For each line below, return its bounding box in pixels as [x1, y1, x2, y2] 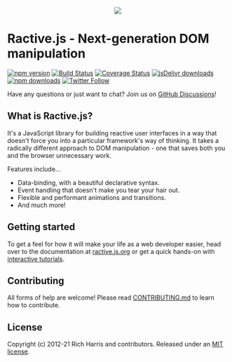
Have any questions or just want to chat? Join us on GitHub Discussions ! [7, 90, 217, 98]
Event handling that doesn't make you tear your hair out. [17, 186, 180, 194]
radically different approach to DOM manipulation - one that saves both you [7, 144, 226, 152]
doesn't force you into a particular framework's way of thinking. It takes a [7, 136, 219, 145]
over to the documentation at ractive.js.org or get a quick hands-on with [7, 247, 215, 255]
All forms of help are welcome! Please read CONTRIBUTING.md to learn [7, 293, 215, 302]
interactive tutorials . [7, 255, 65, 263]
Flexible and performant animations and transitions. [17, 193, 166, 201]
